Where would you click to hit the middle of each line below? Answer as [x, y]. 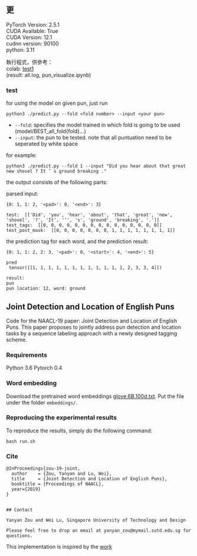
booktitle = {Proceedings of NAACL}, [58, 484]
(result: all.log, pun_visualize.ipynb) [49, 75]
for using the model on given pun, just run [57, 103]
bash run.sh [21, 441]
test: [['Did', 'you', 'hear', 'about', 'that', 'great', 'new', [89, 215]
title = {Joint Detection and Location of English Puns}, [89, 479]
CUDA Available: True [32, 31]
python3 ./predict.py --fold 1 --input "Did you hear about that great [96, 166]
